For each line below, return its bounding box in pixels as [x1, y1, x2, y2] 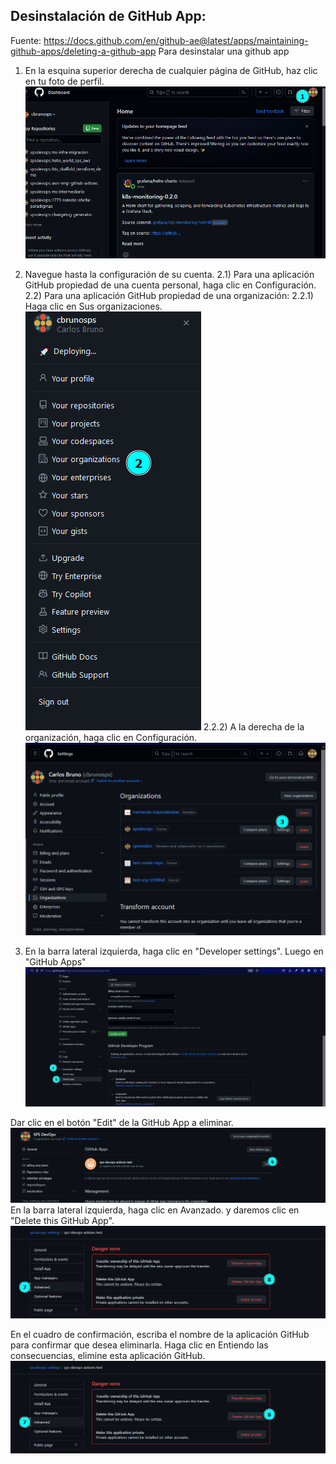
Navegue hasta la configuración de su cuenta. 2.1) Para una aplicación [24, 269, 315, 281]
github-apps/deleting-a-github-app [10, 45, 157, 57]
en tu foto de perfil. [24, 75, 105, 87]
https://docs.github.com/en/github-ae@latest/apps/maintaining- [43, 34, 309, 46]
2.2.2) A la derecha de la [203, 721, 305, 733]
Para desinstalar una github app [158, 45, 290, 57]
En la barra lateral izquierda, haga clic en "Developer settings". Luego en [24, 945, 324, 957]
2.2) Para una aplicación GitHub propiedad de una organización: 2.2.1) [24, 290, 314, 302]
